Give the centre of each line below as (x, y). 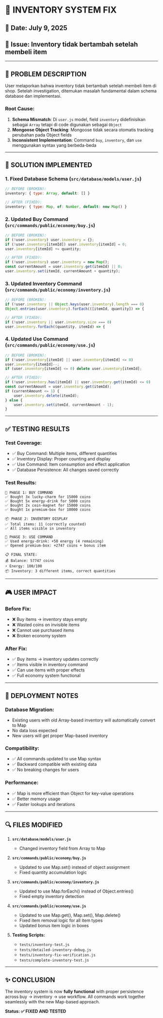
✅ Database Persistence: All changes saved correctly (65, 470)
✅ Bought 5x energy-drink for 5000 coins (48, 501)
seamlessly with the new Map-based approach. (53, 1002)
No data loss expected (34, 730)
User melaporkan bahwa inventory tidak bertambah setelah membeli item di (81, 86)
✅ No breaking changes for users (45, 770)
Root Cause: (20, 109)
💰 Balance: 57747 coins (30, 561)
